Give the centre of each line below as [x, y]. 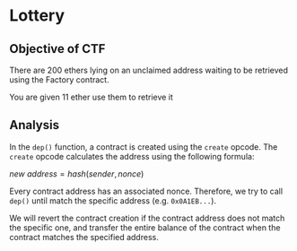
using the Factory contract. [59, 80]
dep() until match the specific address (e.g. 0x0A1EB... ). [113, 200]
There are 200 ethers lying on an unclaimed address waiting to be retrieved [149, 70]
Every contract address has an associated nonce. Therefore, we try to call [146, 191]
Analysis [35, 125]
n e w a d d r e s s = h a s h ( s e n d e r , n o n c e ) [77, 173]
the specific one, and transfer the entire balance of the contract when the [145, 227]
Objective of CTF [57, 49]
